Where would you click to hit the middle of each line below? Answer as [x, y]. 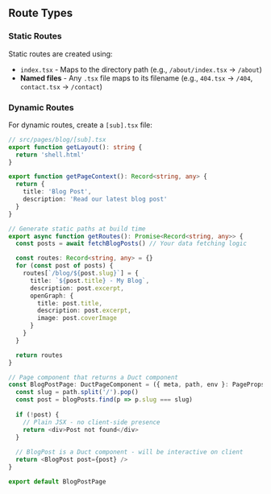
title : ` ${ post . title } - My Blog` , [90, 280]
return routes [39, 355]
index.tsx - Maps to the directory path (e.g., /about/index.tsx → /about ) [141, 69]
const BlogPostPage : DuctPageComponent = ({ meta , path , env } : [119, 385]
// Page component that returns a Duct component [94, 377]
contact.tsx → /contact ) [61, 86]
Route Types [41, 13]
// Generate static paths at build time [77, 229]
